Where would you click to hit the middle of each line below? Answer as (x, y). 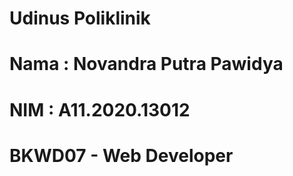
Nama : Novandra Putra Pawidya (146, 64)
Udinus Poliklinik (80, 18)
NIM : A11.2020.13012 (100, 109)
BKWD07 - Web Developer (121, 155)
